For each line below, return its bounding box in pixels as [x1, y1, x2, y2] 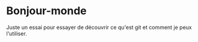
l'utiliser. [6, 30, 27, 37]
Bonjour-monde [6, 4, 87, 18]
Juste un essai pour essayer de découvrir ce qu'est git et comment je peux [6, 24, 192, 31]
